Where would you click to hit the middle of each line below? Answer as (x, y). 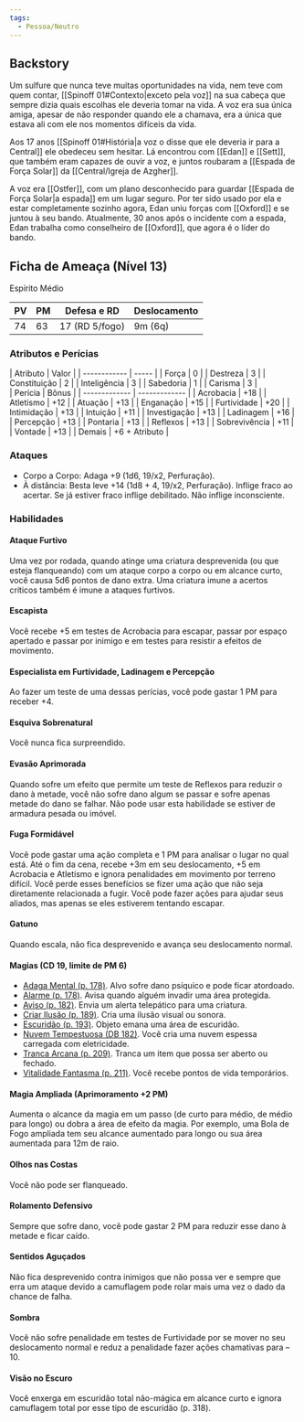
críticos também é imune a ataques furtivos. (92, 590)
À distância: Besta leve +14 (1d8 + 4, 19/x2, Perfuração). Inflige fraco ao (158, 485)
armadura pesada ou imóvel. (63, 813)
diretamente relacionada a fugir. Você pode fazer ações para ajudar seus (147, 893)
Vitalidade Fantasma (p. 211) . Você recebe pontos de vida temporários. (156, 1073)
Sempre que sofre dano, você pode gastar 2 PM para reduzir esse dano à (148, 1225)
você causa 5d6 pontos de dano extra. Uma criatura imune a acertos (139, 580)
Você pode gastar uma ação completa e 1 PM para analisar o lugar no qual (149, 854)
